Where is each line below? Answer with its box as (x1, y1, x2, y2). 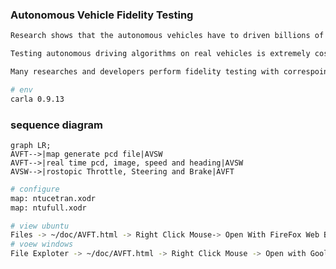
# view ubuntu (10, 221, 70, 231)
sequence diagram (10, 118, 104, 132)
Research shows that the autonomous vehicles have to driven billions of (10, 31, 325, 41)
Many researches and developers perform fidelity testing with (10, 67, 280, 77)
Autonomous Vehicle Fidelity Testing (10, 8, 194, 22)
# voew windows (10, 239, 74, 250)
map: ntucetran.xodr (10, 193, 97, 203)
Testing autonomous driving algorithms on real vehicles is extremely (10, 49, 311, 59)
